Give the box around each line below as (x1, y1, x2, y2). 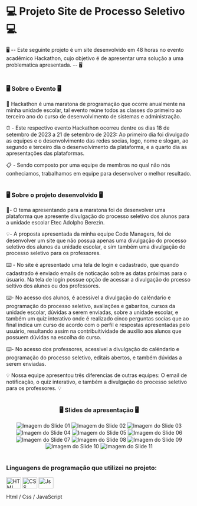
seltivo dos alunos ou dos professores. (6, 282, 100, 289)
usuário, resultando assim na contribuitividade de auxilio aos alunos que (6, 328, 182, 335)
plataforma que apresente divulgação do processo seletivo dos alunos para (6, 213, 190, 220)
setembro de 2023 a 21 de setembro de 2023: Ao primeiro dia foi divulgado (6, 131, 189, 138)
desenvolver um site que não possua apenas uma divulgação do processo (6, 237, 187, 244)
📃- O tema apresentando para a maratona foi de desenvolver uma (6, 207, 166, 214)
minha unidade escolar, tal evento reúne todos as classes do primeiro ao (6, 107, 182, 114)
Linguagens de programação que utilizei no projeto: (6, 464, 157, 472)
